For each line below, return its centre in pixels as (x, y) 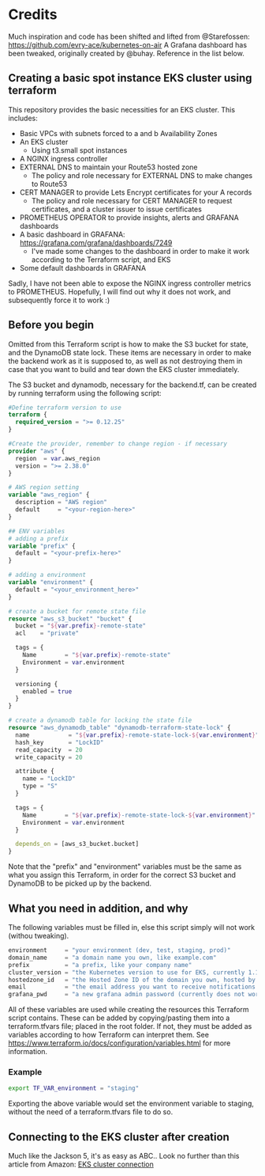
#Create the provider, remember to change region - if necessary (118, 444)
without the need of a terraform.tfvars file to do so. (91, 1112)
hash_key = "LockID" (60, 742)
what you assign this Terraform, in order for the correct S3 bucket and (122, 875)
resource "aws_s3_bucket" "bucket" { (70, 619)
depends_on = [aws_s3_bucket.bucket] (77, 844)
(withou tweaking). (39, 936)
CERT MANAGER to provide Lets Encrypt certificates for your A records (136, 192)
